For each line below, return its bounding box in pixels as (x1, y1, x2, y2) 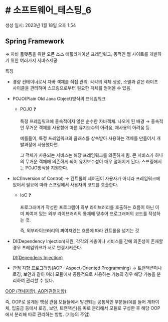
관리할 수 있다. (26, 277, 54, 283)
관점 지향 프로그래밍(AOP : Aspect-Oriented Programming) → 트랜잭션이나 (12, 265, 162, 271)
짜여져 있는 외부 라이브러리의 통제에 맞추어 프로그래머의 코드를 (25, 210, 147, 217)
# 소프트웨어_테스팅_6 (5, 5, 92, 16)
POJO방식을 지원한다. (25, 164, 69, 171)
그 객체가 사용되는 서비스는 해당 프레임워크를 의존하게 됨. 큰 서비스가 (20, 152, 154, 158)
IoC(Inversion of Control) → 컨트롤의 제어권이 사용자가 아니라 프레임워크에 (12, 175, 160, 181)
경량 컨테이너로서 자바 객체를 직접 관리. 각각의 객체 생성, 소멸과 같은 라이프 (12, 78, 158, 84)
